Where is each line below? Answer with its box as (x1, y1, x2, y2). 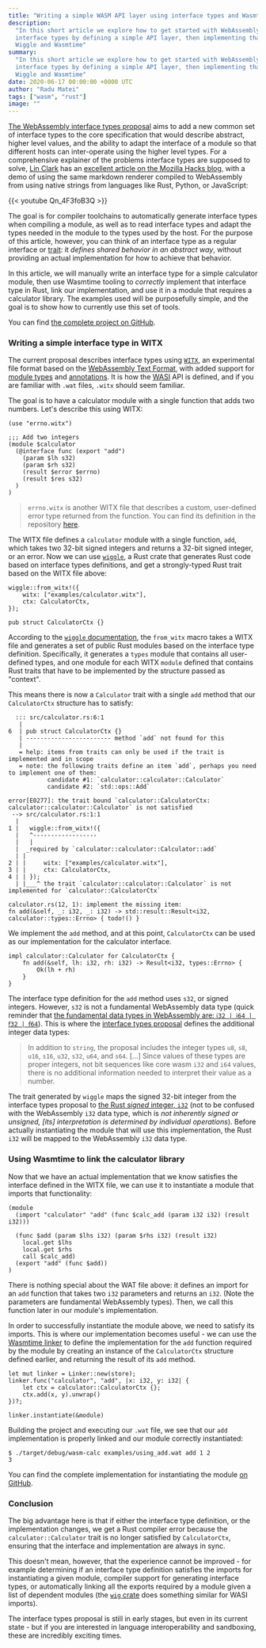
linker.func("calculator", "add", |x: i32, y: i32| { (8, 1376, 190, 1384)
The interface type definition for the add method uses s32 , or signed (8, 994, 229, 1003)
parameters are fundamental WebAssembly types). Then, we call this (8, 1296, 234, 1307)
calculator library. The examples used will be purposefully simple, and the (8, 294, 249, 303)
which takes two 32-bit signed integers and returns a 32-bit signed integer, (8, 543, 253, 553)
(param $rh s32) (22, 461, 77, 470)
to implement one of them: (8, 769, 97, 777)
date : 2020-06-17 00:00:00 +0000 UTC (8, 78, 133, 86)
